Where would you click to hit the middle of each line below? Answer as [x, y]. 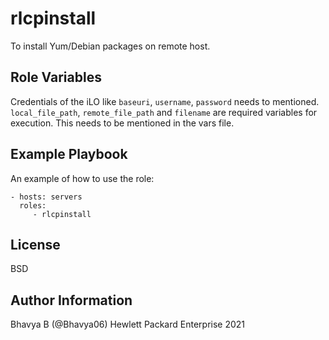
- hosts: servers [46, 197]
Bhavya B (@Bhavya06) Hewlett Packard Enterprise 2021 [128, 324]
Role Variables [56, 77]
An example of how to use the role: [82, 178]
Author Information [71, 300]
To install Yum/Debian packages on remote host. [110, 46]
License [35, 244]
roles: [33, 205]
